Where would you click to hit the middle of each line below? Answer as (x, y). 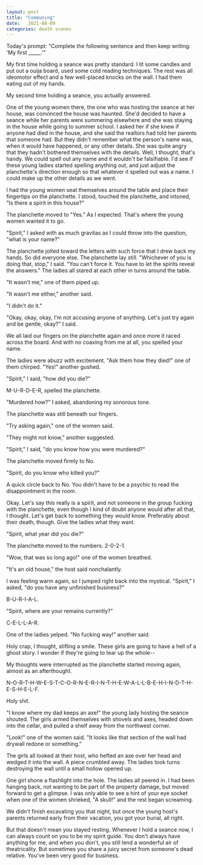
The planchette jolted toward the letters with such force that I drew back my (101, 251)
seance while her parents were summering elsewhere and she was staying (99, 120)
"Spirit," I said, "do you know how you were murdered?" (76, 450)
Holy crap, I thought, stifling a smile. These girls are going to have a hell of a (101, 646)
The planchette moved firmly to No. (51, 461)
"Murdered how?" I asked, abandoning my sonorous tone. (78, 402)
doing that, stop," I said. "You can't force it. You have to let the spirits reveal (101, 264)
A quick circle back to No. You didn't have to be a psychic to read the (93, 485)
